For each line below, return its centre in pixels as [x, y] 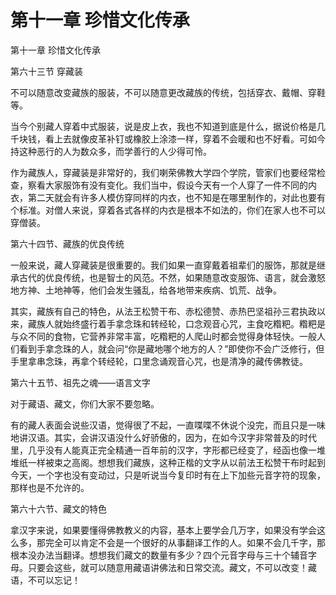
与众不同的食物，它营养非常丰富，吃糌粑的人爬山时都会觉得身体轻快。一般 [163, 336]
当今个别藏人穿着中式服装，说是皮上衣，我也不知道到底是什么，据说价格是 [163, 126]
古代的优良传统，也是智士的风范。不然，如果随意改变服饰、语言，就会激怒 [172, 277]
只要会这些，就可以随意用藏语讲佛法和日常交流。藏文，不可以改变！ [167, 567]
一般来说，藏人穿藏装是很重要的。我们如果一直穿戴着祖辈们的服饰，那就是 [163, 265]
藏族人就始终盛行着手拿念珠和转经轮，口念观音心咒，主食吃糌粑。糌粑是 [176, 323]
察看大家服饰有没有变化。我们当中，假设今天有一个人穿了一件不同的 [167, 185]
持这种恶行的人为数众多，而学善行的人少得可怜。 [111, 151]
